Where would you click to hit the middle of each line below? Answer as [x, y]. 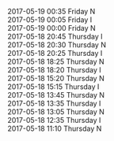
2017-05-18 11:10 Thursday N [55, 128]
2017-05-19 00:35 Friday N [51, 11]
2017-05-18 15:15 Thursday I [53, 87]
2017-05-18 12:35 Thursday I [54, 120]
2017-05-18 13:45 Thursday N [56, 95]
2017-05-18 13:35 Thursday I [54, 103]
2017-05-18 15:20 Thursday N [56, 78]
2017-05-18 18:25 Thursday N [56, 61]
